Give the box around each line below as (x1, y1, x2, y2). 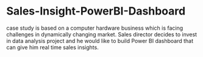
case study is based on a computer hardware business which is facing (6, 24, 183, 32)
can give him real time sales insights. (6, 44, 99, 51)
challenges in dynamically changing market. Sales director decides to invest (6, 30, 197, 38)
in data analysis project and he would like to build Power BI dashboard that (6, 37, 194, 44)
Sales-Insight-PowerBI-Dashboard (6, 4, 186, 18)
